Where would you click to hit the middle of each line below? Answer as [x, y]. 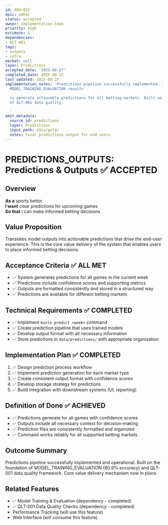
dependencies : [20, 38]
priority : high [21, 28]
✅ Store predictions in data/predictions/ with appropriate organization [85, 339]
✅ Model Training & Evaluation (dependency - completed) [72, 501]
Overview [21, 189]
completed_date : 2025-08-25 [34, 75]
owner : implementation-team [34, 24]
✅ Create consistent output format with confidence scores [73, 378]
